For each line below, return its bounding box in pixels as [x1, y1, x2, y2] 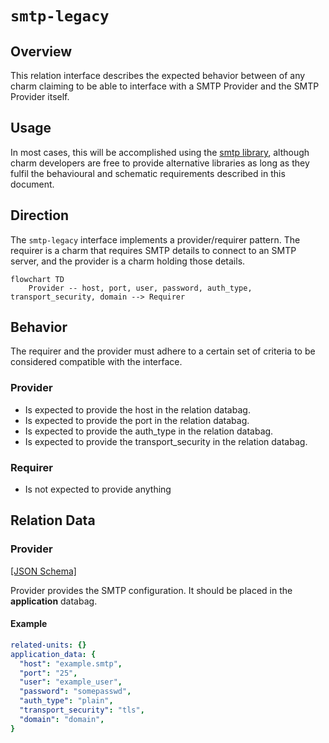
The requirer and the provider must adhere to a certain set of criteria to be [10, 345, 316, 357]
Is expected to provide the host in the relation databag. [24, 403, 251, 416]
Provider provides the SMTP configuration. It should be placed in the [10, 584, 293, 596]
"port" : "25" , [19, 668, 78, 678]
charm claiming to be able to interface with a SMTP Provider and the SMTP [10, 80, 320, 92]
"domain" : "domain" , [19, 714, 105, 724]
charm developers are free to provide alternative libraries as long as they [10, 157, 310, 169]
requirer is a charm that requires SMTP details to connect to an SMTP [10, 244, 297, 256]
